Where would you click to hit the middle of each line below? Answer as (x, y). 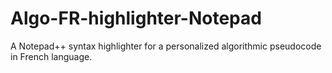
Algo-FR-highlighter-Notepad (136, 18)
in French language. (51, 56)
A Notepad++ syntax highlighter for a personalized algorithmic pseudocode (166, 46)
